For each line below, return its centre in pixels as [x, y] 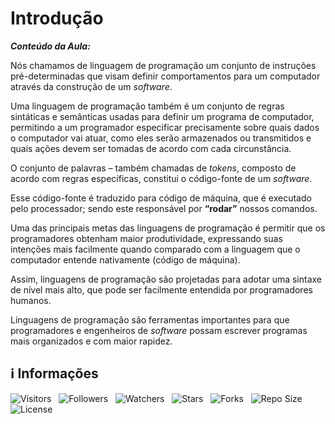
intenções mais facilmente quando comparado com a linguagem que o [155, 249]
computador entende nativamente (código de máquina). [125, 259]
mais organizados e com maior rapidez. [91, 341]
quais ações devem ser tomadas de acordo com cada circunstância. [151, 148]
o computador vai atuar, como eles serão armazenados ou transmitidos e [161, 138]
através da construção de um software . [91, 86]
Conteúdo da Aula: [50, 46]
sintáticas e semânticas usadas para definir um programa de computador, [162, 116]
